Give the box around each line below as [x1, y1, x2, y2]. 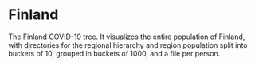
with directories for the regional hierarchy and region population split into [8, 40, 248, 49]
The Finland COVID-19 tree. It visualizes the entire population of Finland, [8, 32, 245, 41]
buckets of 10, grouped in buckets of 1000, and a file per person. [8, 49, 221, 58]
